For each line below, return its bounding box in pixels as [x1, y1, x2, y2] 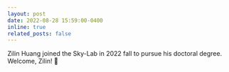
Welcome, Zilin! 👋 [7, 57, 58, 66]
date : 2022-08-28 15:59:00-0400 [7, 17, 103, 24]
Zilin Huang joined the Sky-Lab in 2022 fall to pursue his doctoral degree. [7, 49, 223, 58]
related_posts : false [7, 30, 72, 37]
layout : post [7, 10, 46, 18]
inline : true [7, 23, 46, 30]
